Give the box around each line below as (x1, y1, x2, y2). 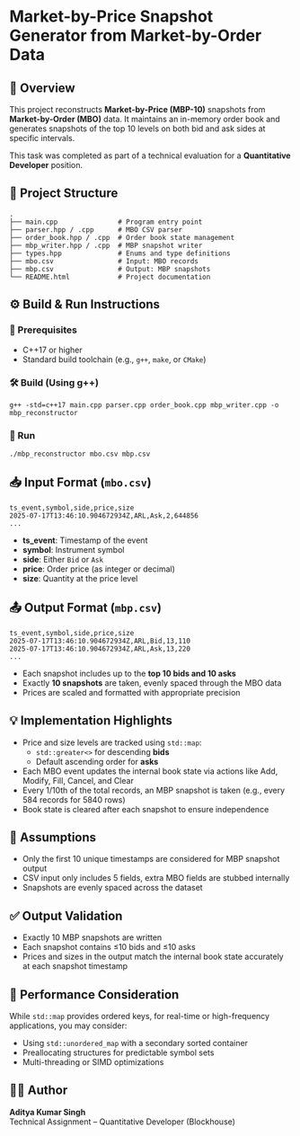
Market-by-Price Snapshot (9, 6, 214, 27)
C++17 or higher (22, 344, 83, 355)
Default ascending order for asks (35, 756, 159, 767)
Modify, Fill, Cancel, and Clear (22, 775, 135, 785)
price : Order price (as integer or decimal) (22, 564, 175, 574)
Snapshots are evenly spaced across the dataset (22, 883, 204, 893)
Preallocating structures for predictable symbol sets (22, 1047, 215, 1058)
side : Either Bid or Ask (22, 554, 104, 564)
